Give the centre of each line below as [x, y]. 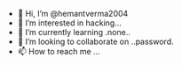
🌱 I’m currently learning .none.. [74, 32]
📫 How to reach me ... [59, 51]
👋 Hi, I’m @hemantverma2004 [73, 14]
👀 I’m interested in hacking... [69, 23]
